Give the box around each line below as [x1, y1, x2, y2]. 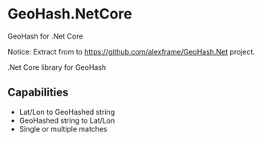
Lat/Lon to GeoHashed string [18, 107, 115, 116]
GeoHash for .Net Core [7, 31, 83, 41]
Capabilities [7, 86, 69, 99]
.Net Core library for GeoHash [7, 62, 107, 72]
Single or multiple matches [18, 124, 107, 133]
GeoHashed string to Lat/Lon [18, 116, 115, 125]
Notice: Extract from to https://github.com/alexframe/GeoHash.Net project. [7, 47, 256, 56]
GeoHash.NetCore [7, 5, 133, 23]
